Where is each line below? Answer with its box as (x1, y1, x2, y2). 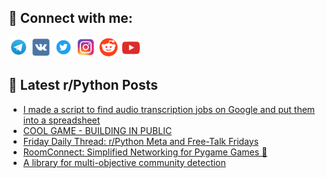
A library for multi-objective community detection (22, 156, 226, 168)
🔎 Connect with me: (8, 10, 133, 27)
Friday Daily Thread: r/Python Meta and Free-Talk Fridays (22, 135, 260, 147)
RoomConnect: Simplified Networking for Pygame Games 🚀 (22, 146, 268, 158)
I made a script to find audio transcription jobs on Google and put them (22, 103, 316, 115)
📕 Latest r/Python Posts (8, 77, 159, 94)
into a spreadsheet (22, 114, 101, 126)
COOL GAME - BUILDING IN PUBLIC (22, 124, 173, 136)
